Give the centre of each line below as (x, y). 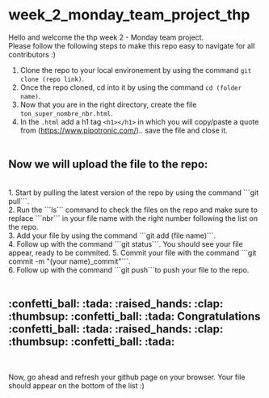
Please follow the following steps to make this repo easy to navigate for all (132, 45)
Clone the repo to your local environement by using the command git (136, 70)
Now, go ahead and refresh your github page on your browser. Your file (127, 377)
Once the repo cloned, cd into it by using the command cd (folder (131, 87)
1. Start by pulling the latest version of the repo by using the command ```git (134, 193)
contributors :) (32, 54)
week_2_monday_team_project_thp (129, 15)
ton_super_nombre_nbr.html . (66, 113)
